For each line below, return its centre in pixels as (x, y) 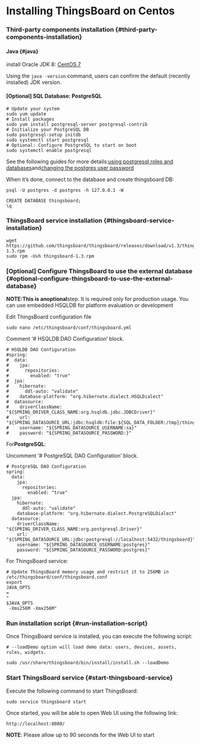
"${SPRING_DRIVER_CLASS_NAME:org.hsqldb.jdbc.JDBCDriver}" (81, 412)
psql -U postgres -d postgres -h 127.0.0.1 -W (65, 190)
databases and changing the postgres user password (70, 167)
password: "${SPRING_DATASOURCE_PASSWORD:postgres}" (84, 550)
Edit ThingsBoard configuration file (49, 317)
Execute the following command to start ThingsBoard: (72, 691)
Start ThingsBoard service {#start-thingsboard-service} (90, 678)
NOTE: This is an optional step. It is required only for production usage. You (97, 299)
